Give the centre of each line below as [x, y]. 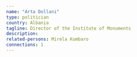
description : [22, 34]
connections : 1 [25, 45]
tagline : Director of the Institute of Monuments [69, 28]
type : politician [28, 17]
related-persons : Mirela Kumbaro [47, 39]
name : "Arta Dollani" [33, 12]
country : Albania [28, 23]
